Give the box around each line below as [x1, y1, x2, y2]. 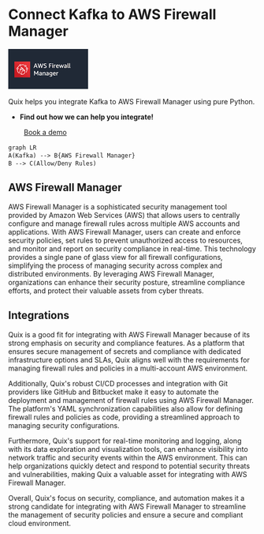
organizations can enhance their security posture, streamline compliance [8, 277, 246, 287]
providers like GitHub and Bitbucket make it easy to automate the [8, 387, 219, 397]
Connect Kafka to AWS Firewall [8, 6, 217, 24]
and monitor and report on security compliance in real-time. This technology [8, 243, 256, 254]
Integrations [8, 309, 69, 322]
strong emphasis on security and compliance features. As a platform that [8, 338, 245, 348]
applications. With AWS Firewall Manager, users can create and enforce [8, 227, 241, 236]
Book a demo [23, 127, 67, 137]
